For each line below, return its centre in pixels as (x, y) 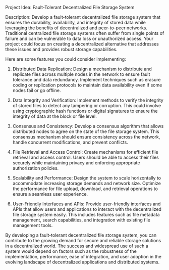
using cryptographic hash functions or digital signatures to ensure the (85, 111)
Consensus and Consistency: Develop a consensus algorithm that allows (88, 126)
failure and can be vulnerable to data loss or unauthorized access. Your (79, 38)
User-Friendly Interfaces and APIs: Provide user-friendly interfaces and (87, 204)
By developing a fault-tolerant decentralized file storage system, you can (81, 235)
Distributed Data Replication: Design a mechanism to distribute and (82, 69)
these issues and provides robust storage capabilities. (61, 49)
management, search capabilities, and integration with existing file (81, 220)
